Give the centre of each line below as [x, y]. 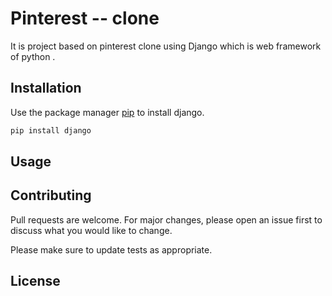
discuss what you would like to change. [91, 230]
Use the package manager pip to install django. [107, 112]
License [35, 281]
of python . [33, 56]
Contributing [51, 195]
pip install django [51, 130]
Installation [46, 88]
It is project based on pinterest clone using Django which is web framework [166, 46]
